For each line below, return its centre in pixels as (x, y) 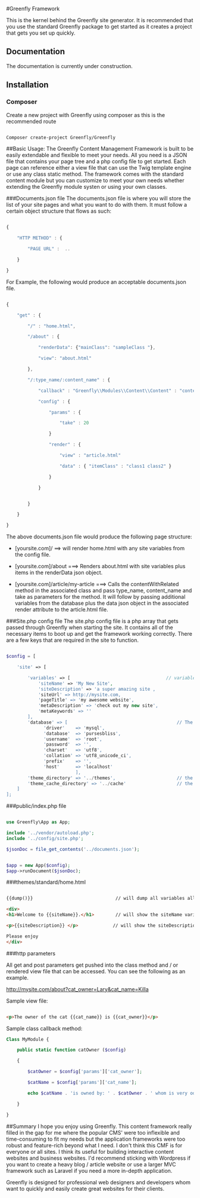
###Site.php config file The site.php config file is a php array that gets (92, 621)
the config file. (32, 554)
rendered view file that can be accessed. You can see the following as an (96, 971)
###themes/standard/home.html (46, 882)
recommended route (31, 121)
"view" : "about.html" (65, 359)
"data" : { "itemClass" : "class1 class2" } (115, 466)
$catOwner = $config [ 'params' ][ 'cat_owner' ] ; (85, 1072)
